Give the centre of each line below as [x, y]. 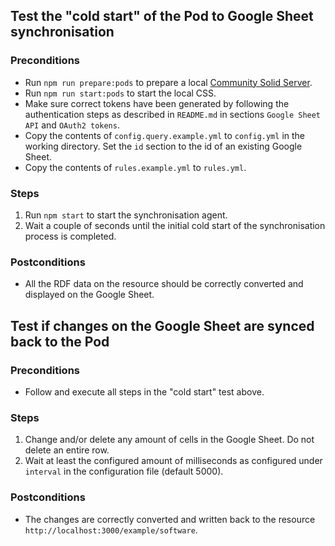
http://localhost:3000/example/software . [111, 530]
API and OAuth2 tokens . [72, 125]
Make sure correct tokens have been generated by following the [157, 103]
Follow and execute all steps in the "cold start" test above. [144, 391]
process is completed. [70, 236]
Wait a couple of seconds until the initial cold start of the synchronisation [175, 225]
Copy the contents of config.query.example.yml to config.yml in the [164, 135]
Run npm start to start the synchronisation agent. [126, 215]
